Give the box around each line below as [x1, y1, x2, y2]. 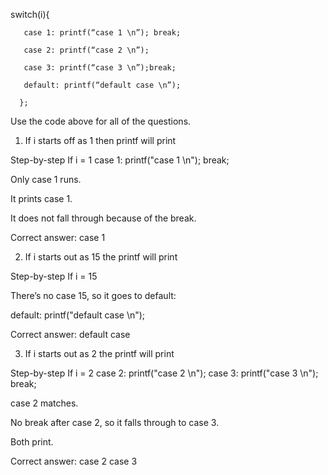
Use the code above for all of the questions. [10, 115, 192, 127]
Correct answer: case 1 [10, 232, 106, 243]
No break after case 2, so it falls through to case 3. [10, 417, 220, 428]
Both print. [10, 436, 54, 448]
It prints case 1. [10, 193, 73, 204]
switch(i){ [10, 9, 50, 20]
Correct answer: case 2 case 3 [10, 455, 138, 467]
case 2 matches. [10, 397, 79, 409]
